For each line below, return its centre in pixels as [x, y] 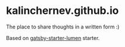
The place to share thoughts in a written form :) [63, 27]
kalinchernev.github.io [62, 11]
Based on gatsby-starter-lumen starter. [53, 38]
